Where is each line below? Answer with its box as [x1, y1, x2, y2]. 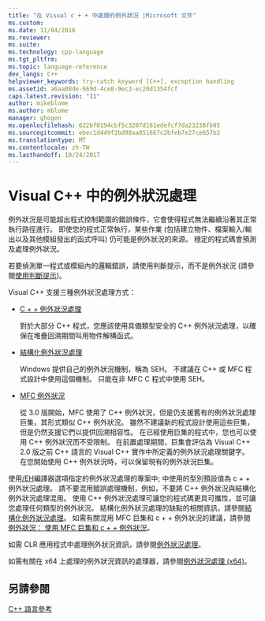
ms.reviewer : [8, 33, 51, 42]
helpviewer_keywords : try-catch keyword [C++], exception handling [8, 77, 235, 85]
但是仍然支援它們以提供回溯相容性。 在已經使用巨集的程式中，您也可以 [19, 427, 250, 437]
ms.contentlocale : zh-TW [8, 143, 90, 151]
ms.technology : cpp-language [8, 48, 104, 56]
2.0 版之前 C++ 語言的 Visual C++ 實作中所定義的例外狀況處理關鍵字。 [19, 447, 249, 457]
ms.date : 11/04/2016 [8, 26, 77, 34]
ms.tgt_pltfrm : [8, 56, 58, 64]
